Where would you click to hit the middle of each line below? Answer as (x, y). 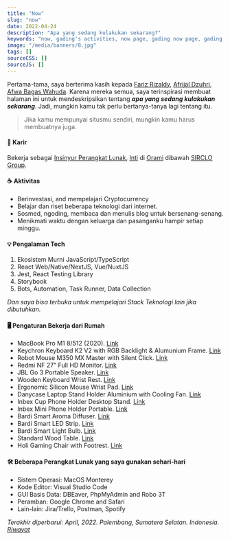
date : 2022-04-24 (32, 26)
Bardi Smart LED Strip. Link (55, 424)
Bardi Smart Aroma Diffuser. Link (63, 416)
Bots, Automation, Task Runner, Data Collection (84, 289)
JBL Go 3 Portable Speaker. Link (63, 372)
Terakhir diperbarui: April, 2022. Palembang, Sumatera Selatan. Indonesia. (113, 522)
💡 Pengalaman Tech (36, 244)
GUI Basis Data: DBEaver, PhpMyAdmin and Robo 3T (91, 494)
